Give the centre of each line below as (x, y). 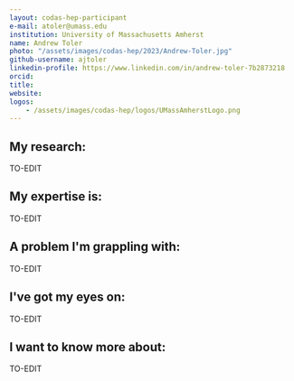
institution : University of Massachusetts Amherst (107, 34)
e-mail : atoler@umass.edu (58, 26)
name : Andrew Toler (46, 43)
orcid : (22, 77)
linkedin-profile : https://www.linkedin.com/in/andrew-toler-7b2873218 (147, 69)
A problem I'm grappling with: (95, 247)
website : (26, 93)
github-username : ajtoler (58, 60)
